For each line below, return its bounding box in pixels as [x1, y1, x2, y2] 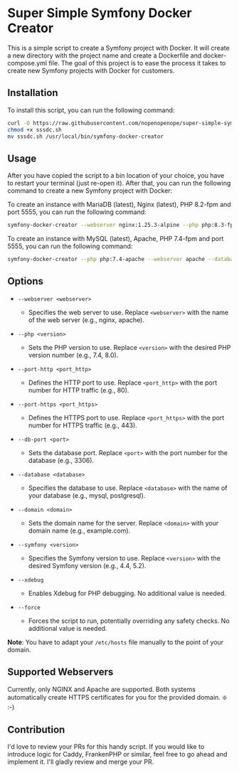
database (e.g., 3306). [28, 456, 95, 464]
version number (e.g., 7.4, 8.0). [28, 351, 119, 359]
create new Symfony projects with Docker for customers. [7, 66, 175, 75]
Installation [7, 87, 58, 99]
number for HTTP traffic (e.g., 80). [28, 385, 129, 394]
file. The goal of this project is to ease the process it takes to [48, 58, 226, 67]
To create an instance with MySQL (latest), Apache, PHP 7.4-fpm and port [7, 235, 224, 243]
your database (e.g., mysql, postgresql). [28, 491, 146, 499]
